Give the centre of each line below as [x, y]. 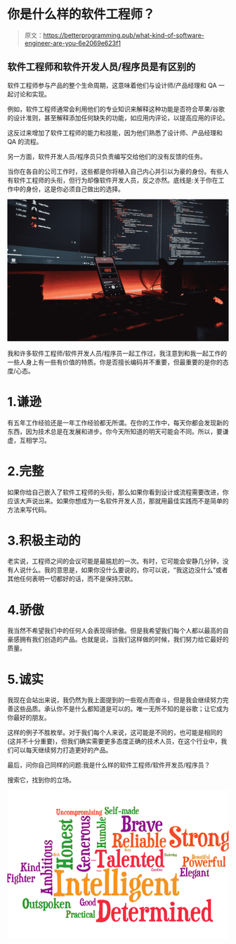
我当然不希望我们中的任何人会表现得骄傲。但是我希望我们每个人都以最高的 [115, 631]
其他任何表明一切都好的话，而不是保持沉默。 [72, 579]
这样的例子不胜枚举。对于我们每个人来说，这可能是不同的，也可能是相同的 [115, 732]
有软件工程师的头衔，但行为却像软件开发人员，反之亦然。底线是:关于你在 [113, 180]
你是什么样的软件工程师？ [81, 14]
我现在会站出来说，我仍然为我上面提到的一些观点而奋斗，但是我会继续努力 [115, 700]
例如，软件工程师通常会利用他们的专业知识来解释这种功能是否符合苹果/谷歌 [116, 109]
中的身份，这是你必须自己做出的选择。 [68, 189]
